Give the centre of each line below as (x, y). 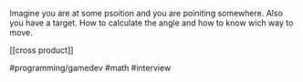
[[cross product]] (42, 50)
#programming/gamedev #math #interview (90, 68)
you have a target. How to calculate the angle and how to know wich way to (151, 23)
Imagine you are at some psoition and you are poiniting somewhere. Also (146, 13)
